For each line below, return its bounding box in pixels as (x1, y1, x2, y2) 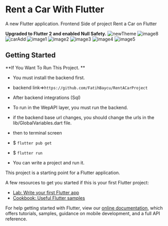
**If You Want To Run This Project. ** (5, 64, 86, 70)
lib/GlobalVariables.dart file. (12, 120, 72, 126)
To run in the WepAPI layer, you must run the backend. (12, 104, 128, 110)
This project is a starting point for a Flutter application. (5, 169, 120, 176)
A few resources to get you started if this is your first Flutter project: (5, 179, 149, 185)
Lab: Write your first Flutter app (12, 189, 80, 196)
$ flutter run (12, 149, 43, 156)
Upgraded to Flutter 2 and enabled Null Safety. (5, 30, 107, 36)
